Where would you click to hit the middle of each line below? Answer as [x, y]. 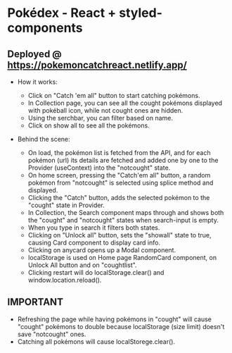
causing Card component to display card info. [94, 242]
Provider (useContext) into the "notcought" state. [99, 168]
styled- [141, 13]
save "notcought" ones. [52, 334]
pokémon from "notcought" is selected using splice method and [121, 182]
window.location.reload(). [65, 280]
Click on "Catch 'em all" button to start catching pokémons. [114, 95]
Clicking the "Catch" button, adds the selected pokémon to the [119, 198]
